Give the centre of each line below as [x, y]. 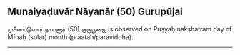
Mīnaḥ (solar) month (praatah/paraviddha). [70, 37]
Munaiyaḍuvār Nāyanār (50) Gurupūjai [95, 12]
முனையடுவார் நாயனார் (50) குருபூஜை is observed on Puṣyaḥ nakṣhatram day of [120, 29]
